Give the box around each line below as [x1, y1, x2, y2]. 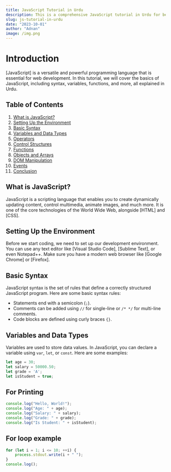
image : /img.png [6, 31, 40, 36]
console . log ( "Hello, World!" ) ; [6, 401, 72, 407]
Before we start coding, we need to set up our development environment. [6, 241, 159, 247]
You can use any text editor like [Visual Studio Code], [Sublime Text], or [6, 246, 155, 252]
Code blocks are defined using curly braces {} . [13, 316, 112, 322]
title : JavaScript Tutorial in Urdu [6, 7, 83, 13]
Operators [13, 136, 35, 142]
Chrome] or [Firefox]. [6, 257, 50, 263]
